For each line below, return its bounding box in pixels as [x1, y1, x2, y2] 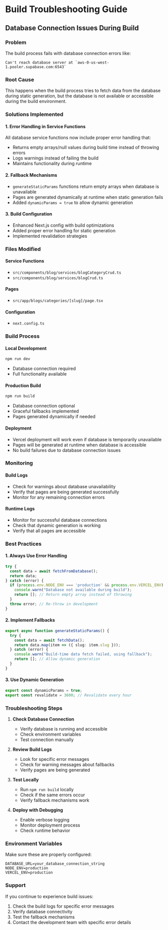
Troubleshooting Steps [5, 704, 63, 711]
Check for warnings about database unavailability [12, 483, 116, 489]
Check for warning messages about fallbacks [20, 761, 115, 768]
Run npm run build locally [20, 787, 74, 793]
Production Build [5, 382, 41, 388]
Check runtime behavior [20, 828, 71, 834]
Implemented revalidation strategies [12, 233, 87, 239]
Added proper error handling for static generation [12, 227, 116, 233]
